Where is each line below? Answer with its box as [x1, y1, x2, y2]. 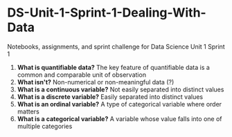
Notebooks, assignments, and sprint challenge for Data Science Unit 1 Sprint [7, 42, 225, 51]
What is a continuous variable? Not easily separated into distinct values [17, 85, 224, 93]
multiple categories [17, 122, 73, 130]
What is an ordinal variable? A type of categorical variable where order [17, 100, 222, 108]
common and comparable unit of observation [17, 71, 147, 79]
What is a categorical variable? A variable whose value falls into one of [17, 114, 222, 122]
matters [17, 107, 39, 116]
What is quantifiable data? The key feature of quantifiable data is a [17, 63, 210, 71]
